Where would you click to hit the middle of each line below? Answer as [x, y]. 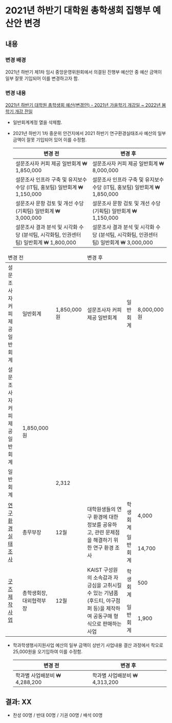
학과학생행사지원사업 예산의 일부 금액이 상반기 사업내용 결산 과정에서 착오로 [88, 645]
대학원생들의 [101, 509]
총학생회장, [35, 593]
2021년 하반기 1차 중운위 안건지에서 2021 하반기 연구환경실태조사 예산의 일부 [89, 134]
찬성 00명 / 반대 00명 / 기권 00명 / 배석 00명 [58, 715]
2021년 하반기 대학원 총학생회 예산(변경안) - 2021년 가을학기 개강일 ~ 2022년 [83, 105]
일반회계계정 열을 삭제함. [37, 122]
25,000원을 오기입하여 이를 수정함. [48, 652]
